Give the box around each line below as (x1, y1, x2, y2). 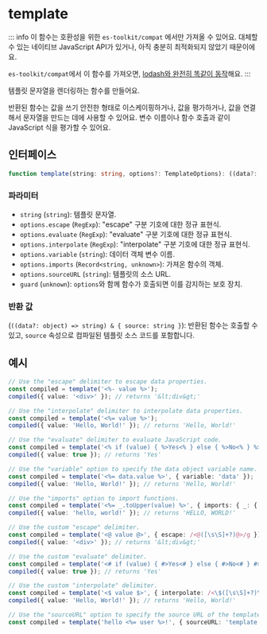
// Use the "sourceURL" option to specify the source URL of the (8, 611, 229, 619)
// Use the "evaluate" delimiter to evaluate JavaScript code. (8, 436, 222, 444)
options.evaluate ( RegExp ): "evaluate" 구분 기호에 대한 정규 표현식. (19, 229, 233, 239)
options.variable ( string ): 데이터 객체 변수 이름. (19, 249, 176, 259)
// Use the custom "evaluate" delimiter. (8, 552, 148, 561)
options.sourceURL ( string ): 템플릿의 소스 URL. (19, 269, 172, 278)
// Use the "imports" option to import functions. (8, 494, 180, 502)
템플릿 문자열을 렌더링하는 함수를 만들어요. (8, 85, 141, 95)
